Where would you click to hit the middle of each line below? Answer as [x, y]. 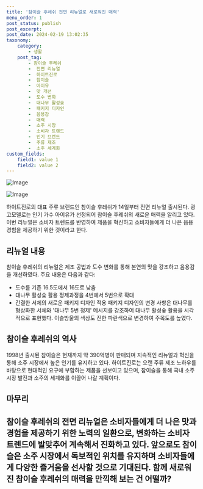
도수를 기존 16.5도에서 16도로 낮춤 [55, 288]
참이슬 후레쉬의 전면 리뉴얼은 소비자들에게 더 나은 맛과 [101, 422]
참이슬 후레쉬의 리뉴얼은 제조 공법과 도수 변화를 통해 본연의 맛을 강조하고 [92, 267]
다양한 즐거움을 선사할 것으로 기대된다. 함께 [91, 467]
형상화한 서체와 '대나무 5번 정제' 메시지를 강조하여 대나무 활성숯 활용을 [99, 310]
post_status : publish [34, 23]
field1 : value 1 [38, 159]
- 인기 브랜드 [44, 137]
